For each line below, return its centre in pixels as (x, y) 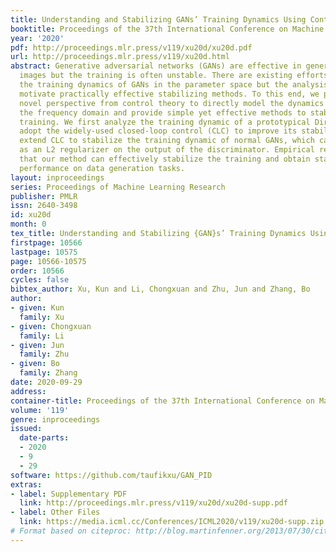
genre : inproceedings (55, 419)
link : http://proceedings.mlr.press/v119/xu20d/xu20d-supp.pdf (153, 503)
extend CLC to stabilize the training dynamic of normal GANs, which (167, 141)
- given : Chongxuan (51, 326)
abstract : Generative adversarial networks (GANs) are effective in (156, 66)
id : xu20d (31, 215)
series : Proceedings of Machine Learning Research (118, 187)
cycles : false (40, 280)
